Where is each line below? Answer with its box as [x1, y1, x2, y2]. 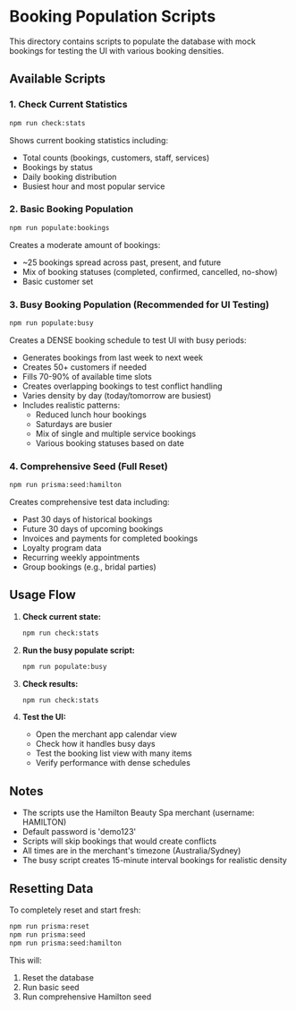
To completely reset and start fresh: [9, 904, 141, 915]
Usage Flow [9, 587, 76, 603]
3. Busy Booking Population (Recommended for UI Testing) [9, 298, 270, 311]
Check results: [21, 678, 79, 689]
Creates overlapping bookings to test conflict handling [21, 381, 223, 391]
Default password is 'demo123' [21, 827, 137, 837]
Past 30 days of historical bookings [21, 514, 153, 525]
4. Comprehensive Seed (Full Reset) [9, 459, 168, 472]
